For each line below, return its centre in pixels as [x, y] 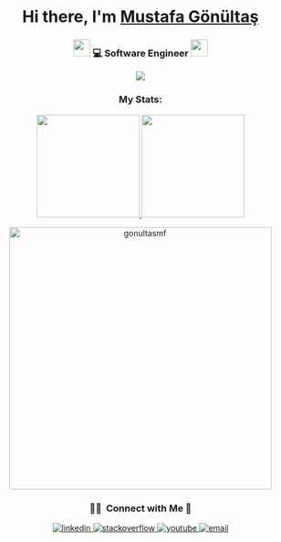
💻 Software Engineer [140, 54]
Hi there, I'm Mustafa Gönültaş [140, 17]
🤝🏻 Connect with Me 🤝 [140, 508]
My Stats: [140, 99]
